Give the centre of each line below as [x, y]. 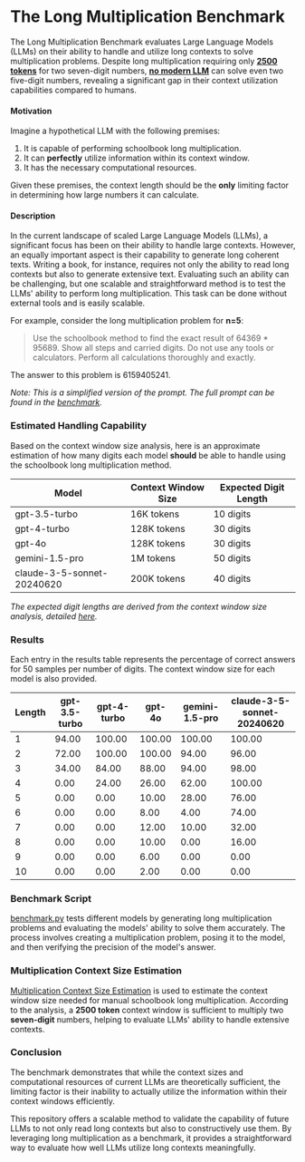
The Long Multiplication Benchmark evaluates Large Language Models [142, 42]
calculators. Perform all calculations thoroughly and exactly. [144, 358]
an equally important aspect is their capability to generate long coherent [145, 255]
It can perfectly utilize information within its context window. [136, 158]
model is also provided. [54, 678]
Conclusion [36, 1052]
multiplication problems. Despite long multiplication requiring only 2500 [144, 61]
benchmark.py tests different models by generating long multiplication [141, 918]
